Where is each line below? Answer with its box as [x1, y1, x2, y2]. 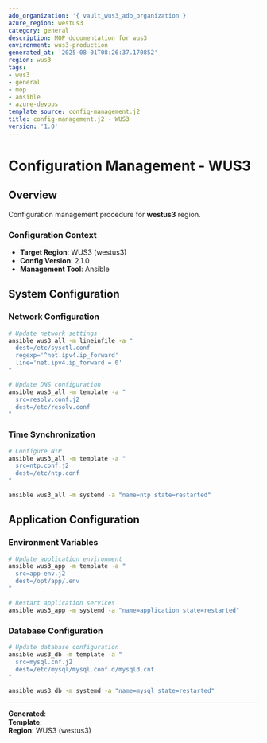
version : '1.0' [8, 123, 59, 130]
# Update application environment [8, 554, 123, 563]
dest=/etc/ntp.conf [15, 469, 80, 477]
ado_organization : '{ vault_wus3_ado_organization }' [8, 11, 191, 20]
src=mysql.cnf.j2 [15, 658, 73, 666]
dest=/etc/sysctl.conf [15, 344, 91, 352]
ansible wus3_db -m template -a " [8, 650, 123, 659]
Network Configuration [8, 311, 100, 322]
